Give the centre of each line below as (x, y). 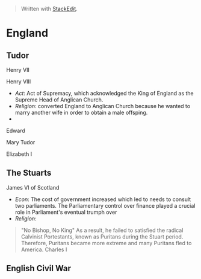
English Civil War (39, 268)
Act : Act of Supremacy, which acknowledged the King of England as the (104, 93)
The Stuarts (29, 173)
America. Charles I (44, 249)
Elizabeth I (19, 154)
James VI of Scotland (33, 187)
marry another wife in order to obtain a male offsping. (81, 112)
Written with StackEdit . (49, 9)
